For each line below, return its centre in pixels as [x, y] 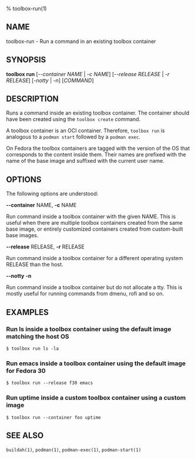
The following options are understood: [52, 194]
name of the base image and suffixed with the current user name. [85, 161]
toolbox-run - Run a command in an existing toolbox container [81, 41]
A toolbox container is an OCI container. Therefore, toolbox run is [85, 131]
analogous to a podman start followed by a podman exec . [73, 137]
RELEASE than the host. [35, 264]
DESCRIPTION [32, 99]
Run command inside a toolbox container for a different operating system [95, 258]
